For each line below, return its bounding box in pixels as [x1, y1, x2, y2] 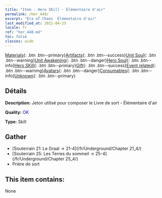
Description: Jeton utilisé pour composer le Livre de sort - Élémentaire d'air [5, 100, 157, 106]
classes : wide [5, 39, 34, 44]
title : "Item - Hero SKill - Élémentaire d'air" [5, 7, 106, 12]
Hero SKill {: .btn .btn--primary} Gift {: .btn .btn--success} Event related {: [14, 62, 156, 68]
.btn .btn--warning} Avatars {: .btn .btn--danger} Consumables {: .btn [5, 68, 140, 73]
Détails [5, 87, 27, 95]
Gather [5, 132, 27, 141]
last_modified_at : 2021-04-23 [5, 20, 67, 26]
